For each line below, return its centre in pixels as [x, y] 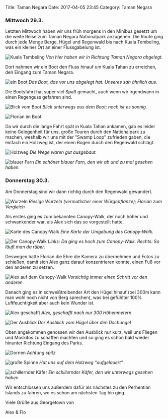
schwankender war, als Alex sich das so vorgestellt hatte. [65, 222]
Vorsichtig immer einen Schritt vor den [107, 277]
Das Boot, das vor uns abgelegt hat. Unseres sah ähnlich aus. [93, 82]
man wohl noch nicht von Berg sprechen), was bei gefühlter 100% [74, 297]
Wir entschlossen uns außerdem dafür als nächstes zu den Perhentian [78, 387]
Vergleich [15, 207]
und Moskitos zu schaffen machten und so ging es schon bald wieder [77, 337]
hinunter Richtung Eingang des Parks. [44, 343]
